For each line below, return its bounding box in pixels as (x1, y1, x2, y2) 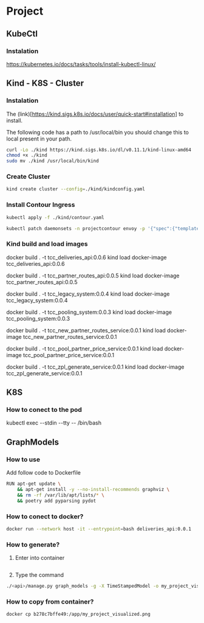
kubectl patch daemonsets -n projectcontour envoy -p (6, 225, 146, 232)
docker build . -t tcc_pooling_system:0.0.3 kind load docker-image (6, 308, 172, 316)
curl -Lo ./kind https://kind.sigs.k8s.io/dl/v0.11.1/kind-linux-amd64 (6, 147, 191, 153)
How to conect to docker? (6, 512, 84, 521)
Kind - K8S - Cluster (6, 78, 84, 89)
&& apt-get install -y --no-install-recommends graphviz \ (17, 486, 170, 492)
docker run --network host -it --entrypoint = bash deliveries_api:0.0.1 (6, 526, 191, 532)
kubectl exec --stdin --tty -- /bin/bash (6, 419, 102, 426)
